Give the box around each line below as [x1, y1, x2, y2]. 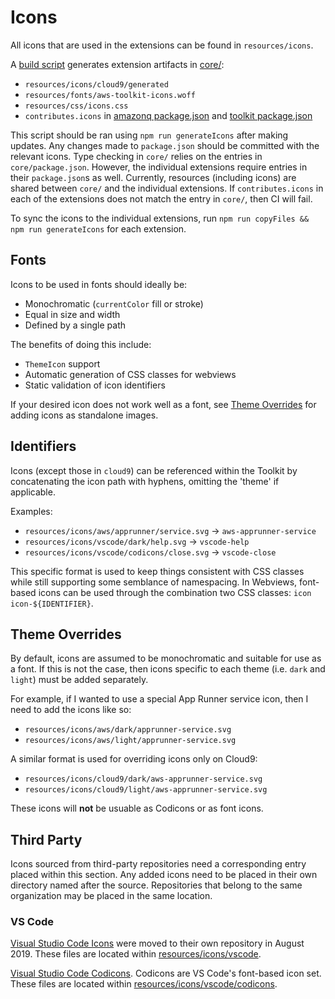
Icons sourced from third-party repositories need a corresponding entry [10, 858, 307, 870]
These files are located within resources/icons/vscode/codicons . [10, 978, 278, 990]
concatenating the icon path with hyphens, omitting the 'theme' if [10, 475, 280, 487]
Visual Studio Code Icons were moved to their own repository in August [10, 937, 305, 950]
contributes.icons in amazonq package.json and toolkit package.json [24, 109, 313, 121]
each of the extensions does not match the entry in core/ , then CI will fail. [10, 192, 313, 205]
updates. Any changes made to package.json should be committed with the [10, 139, 320, 151]
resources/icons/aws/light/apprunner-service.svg [24, 736, 237, 746]
